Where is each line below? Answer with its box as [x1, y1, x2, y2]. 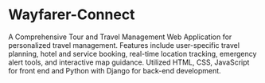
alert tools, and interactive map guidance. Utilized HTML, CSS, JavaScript [8, 57, 250, 67]
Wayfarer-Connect [8, 6, 135, 24]
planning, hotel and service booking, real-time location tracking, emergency [8, 49, 257, 58]
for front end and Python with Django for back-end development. [8, 65, 221, 75]
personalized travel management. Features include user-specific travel [8, 40, 240, 49]
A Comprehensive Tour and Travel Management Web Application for [8, 32, 232, 41]
